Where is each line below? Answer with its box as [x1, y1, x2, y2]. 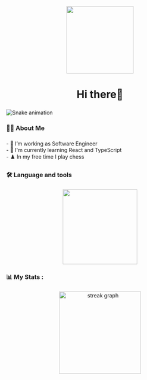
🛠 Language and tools [6, 171, 73, 179]
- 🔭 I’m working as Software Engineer [6, 140, 98, 147]
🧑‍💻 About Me [6, 124, 45, 132]
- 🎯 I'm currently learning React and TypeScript [6, 146, 122, 153]
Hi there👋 [76, 88, 124, 101]
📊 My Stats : [6, 272, 44, 281]
